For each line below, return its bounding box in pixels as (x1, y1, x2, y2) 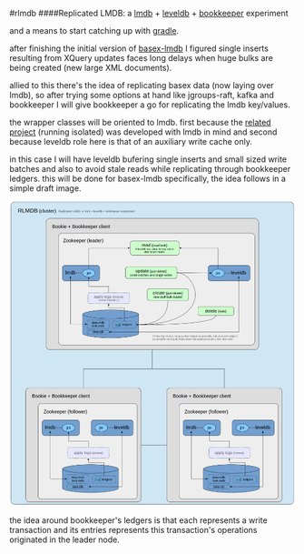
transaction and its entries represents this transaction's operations (9, 524, 258, 535)
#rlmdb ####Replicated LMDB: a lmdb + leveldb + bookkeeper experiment (9, 8, 289, 18)
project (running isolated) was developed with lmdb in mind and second (9, 126, 278, 137)
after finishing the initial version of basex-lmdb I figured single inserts (9, 43, 270, 54)
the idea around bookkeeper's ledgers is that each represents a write (9, 514, 268, 526)
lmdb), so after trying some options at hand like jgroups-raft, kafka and (9, 90, 274, 100)
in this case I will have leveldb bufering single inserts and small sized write (9, 154, 288, 165)
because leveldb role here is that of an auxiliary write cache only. (9, 136, 252, 146)
